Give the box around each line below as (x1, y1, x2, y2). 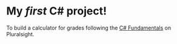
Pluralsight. (6, 30, 35, 37)
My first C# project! (6, 4, 107, 18)
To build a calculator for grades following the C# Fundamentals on (6, 24, 172, 31)
